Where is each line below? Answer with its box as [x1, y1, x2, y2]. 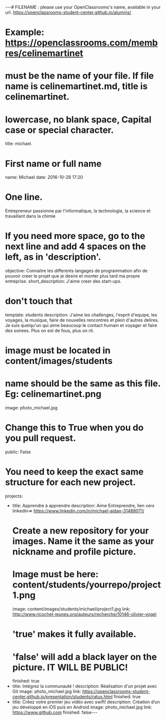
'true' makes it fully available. [12, 629, 137, 640]
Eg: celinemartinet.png [5, 389, 102, 400]
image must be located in [5, 345, 111, 356]
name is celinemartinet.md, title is [5, 81, 148, 92]
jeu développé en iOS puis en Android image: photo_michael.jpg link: [12, 704, 152, 710]
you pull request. [5, 433, 76, 444]
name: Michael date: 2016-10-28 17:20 [5, 174, 83, 180]
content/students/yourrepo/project [12, 579, 162, 591]
